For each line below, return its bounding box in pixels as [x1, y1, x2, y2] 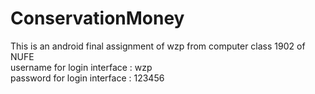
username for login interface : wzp [10, 61, 153, 73]
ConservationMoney [10, 7, 185, 30]
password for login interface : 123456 [10, 72, 165, 84]
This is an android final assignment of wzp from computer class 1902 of [10, 40, 306, 52]
